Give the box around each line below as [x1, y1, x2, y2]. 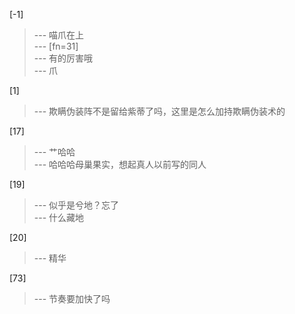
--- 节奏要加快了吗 [33, 293, 111, 304]
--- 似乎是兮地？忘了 [33, 199, 120, 211]
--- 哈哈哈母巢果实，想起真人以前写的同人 [33, 159, 207, 170]
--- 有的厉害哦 [33, 52, 94, 64]
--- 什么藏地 [33, 212, 85, 223]
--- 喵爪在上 [33, 29, 85, 41]
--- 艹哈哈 [33, 146, 76, 158]
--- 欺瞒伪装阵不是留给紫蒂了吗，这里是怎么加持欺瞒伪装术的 [33, 105, 286, 117]
